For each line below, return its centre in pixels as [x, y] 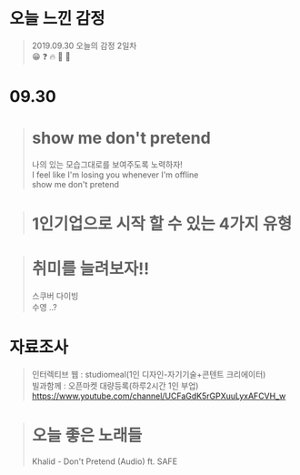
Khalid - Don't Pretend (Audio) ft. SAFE [105, 461]
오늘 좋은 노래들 [87, 435]
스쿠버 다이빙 [55, 296]
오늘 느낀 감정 [57, 19]
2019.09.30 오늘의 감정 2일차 [84, 45]
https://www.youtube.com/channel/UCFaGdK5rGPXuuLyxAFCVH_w [159, 396]
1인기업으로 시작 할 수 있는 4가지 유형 [162, 224]
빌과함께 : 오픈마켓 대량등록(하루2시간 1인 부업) [115, 386]
